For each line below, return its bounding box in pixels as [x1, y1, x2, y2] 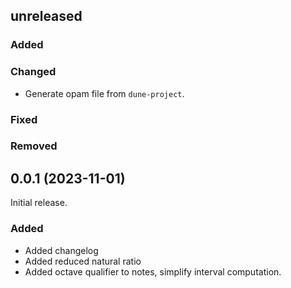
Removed [10, 139, 58, 153]
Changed [10, 65, 57, 79]
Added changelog [24, 244, 99, 256]
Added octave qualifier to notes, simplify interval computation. [24, 265, 282, 278]
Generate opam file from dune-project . [24, 87, 185, 99]
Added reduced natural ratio [24, 255, 142, 267]
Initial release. [10, 197, 68, 209]
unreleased [10, 8, 83, 25]
